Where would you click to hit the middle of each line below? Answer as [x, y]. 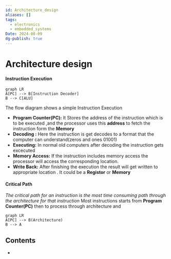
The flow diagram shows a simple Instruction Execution [64, 108]
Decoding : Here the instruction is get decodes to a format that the [83, 134]
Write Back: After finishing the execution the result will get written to [85, 167]
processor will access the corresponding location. [66, 162]
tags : [11, 19]
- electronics [25, 24]
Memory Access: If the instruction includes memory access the [80, 156]
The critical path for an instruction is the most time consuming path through [85, 195]
